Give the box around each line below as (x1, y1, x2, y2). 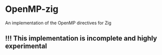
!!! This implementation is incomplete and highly (5, 34, 158, 43)
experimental (5, 42, 47, 51)
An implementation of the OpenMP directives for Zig (5, 20, 111, 26)
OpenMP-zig (5, 3, 58, 15)
